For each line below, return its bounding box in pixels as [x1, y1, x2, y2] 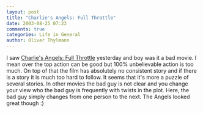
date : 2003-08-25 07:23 [6, 20, 67, 26]
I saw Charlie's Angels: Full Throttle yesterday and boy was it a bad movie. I [6, 54, 197, 61]
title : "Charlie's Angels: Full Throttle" [6, 15, 116, 21]
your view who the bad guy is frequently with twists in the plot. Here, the [6, 87, 190, 93]
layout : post [6, 9, 40, 15]
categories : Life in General [6, 32, 81, 38]
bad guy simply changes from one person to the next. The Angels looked [6, 93, 191, 100]
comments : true [6, 26, 45, 32]
